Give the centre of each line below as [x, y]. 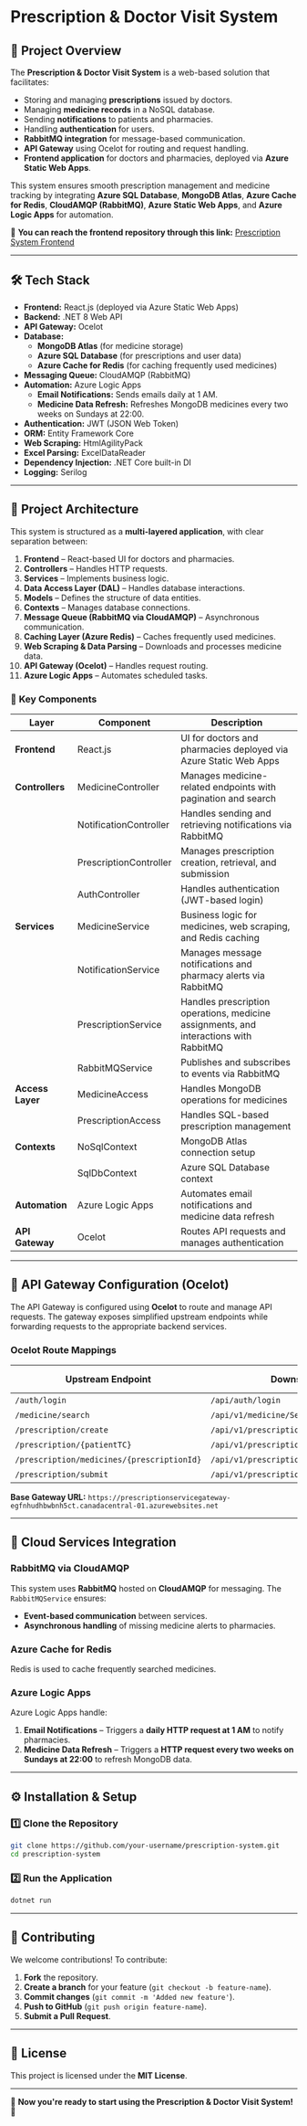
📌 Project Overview [66, 51]
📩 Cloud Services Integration [93, 1543]
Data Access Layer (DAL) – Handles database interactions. [134, 587]
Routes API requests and [233, 1231]
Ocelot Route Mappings [63, 1349]
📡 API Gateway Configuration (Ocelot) [120, 1285]
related [195, 787]
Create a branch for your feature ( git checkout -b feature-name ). [147, 1987]
